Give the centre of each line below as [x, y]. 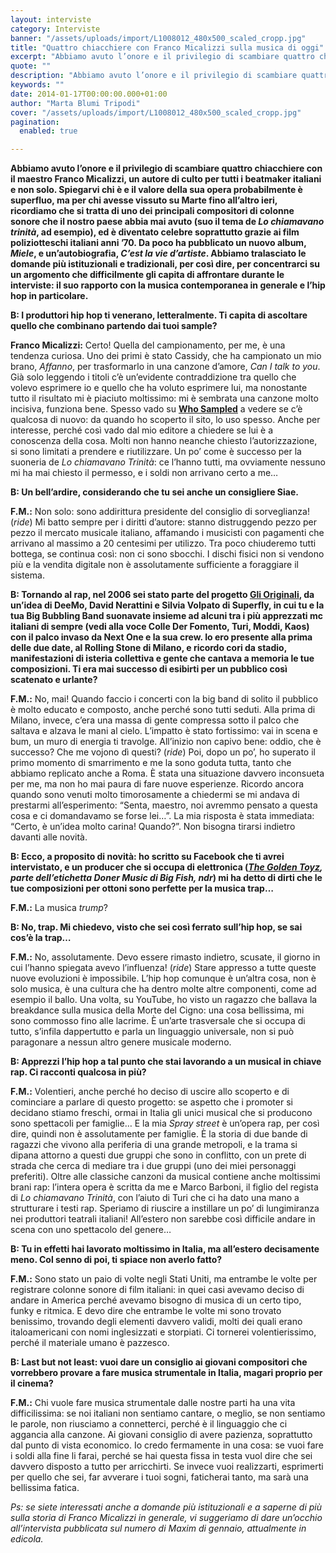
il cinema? [32, 1383]
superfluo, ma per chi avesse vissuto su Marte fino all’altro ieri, [144, 200]
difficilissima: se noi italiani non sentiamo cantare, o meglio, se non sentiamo [168, 1413]
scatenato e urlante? [54, 680]
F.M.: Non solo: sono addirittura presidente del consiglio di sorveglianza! [160, 512]
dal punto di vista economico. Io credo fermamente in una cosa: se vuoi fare [167, 1445]
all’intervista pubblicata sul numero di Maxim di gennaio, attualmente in [158, 1528]
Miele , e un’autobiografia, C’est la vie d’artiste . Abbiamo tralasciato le [158, 253]
